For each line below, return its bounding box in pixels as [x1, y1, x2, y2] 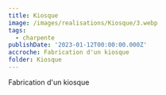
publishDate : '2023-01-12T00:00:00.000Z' [8, 41, 148, 49]
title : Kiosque [8, 11, 59, 20]
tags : [8, 26, 26, 34]
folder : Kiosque [8, 56, 62, 64]
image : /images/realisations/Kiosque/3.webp [8, 19, 158, 27]
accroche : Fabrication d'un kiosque [8, 48, 129, 56]
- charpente [15, 33, 56, 42]
